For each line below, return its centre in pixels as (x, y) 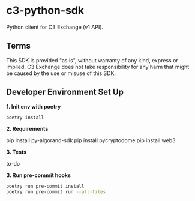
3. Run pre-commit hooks (38, 175)
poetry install (25, 118)
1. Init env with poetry (34, 106)
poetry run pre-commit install (45, 187)
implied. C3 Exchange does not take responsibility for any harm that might (98, 67)
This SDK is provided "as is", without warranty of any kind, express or (92, 60)
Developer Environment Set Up (65, 92)
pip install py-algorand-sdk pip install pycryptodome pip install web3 (91, 140)
